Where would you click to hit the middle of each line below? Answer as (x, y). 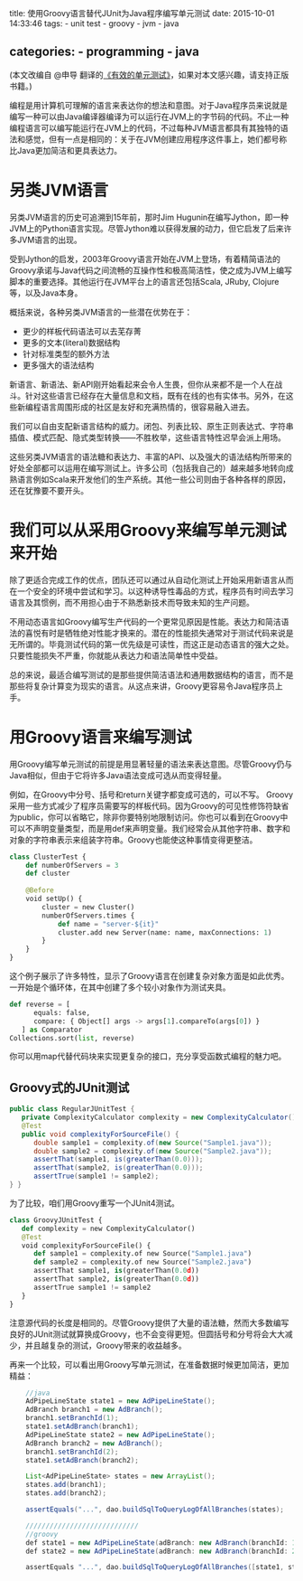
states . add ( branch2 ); (66, 1493)
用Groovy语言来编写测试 (101, 737)
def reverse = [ (40, 1004)
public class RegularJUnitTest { (72, 1109)
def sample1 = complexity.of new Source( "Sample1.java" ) (142, 1254)
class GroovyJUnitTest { (56, 1220)
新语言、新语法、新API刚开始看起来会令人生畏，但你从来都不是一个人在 (142, 384)
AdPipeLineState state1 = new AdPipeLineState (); (121, 1401)
